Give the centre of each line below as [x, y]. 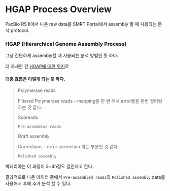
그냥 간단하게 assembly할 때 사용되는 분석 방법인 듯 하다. [62, 56]
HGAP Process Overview [58, 9]
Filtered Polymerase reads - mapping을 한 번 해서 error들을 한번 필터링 [90, 101]
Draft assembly [33, 136]
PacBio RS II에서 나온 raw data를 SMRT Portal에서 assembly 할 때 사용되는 [81, 24]
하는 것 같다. [30, 107]
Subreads [28, 117]
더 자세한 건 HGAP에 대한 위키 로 [37, 67]
